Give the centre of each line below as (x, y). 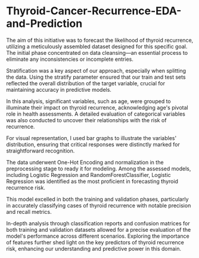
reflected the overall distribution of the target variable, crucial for (86, 83)
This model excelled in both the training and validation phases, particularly (97, 199)
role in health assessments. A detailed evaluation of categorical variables (96, 114)
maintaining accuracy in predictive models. (59, 89)
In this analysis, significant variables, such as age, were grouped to (88, 101)
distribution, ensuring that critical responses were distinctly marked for (93, 144)
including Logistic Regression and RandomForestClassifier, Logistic (88, 175)
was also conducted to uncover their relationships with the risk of (86, 120)
